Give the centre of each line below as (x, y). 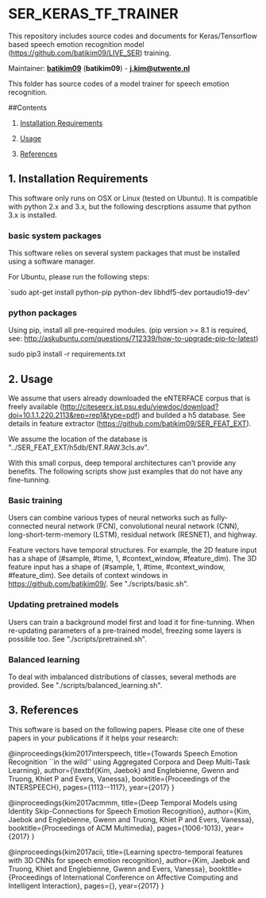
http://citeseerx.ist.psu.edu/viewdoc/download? (141, 407)
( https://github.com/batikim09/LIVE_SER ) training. (90, 53)
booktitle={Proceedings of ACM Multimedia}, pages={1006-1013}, (116, 828)
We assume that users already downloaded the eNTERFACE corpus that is (129, 398)
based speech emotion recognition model (76, 44)
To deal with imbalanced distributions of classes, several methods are (122, 677)
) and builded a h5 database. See (192, 416)
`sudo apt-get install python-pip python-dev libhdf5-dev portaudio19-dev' (129, 292)
